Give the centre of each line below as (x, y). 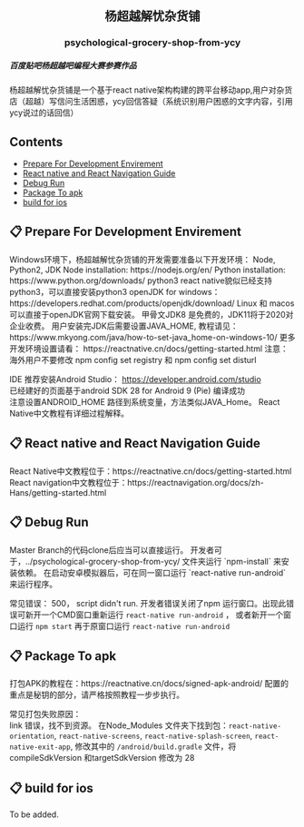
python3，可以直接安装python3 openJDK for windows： (115, 291)
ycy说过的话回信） (44, 113)
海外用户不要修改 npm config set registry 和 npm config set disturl (133, 359)
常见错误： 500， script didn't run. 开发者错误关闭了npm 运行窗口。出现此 (148, 603)
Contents (36, 142)
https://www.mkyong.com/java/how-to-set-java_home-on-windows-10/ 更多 (152, 337)
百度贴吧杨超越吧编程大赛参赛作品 (73, 65)
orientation (32, 737)
